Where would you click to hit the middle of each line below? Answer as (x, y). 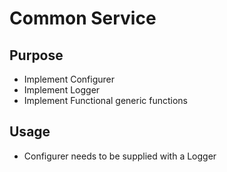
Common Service (83, 18)
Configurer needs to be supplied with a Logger (120, 156)
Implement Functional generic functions (105, 100)
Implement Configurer (69, 79)
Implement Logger (62, 90)
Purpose (36, 55)
